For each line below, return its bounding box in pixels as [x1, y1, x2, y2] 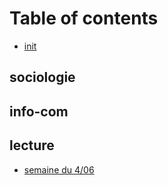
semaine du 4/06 [23, 163, 95, 176]
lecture [9, 137, 55, 154]
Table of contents [9, 7, 159, 30]
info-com [9, 103, 69, 120]
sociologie [9, 69, 76, 86]
